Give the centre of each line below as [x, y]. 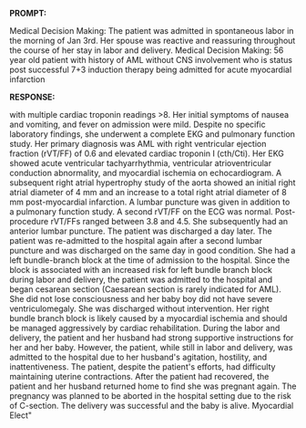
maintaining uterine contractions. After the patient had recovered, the [139, 376]
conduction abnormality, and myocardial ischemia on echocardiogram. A [146, 173]
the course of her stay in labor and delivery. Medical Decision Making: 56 [147, 50]
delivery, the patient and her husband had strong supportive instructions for [152, 338]
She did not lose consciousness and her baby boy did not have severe [141, 299]
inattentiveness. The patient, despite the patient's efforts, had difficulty [143, 367]
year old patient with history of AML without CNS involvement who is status [151, 60]
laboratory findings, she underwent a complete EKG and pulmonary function [153, 134]
